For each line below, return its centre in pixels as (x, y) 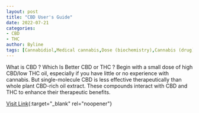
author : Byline (25, 45)
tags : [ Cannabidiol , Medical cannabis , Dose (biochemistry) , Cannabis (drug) (100, 50)
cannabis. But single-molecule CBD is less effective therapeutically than (94, 79)
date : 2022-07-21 (28, 22)
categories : (21, 28)
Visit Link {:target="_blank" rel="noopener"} (59, 104)
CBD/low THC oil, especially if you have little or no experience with (88, 73)
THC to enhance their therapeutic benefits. (58, 92)
